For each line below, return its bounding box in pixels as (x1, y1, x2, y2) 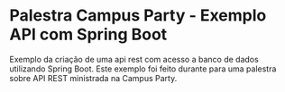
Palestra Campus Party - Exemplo (9, 5, 267, 26)
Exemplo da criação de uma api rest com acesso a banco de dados (9, 54, 259, 64)
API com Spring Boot (9, 24, 168, 45)
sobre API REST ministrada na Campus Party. (9, 72, 178, 83)
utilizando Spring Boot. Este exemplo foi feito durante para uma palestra (9, 63, 277, 74)
